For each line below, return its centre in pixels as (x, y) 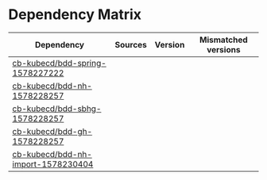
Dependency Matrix (75, 15)
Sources (131, 44)
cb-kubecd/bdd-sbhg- (57, 109)
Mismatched (224, 40)
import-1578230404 (53, 164)
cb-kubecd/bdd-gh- (52, 131)
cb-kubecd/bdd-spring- (60, 63)
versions (223, 49)
